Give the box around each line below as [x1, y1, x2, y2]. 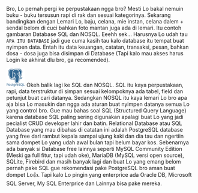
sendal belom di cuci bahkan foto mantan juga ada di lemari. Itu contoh [6, 24, 182, 31]
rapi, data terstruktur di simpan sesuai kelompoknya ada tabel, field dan [6, 88, 184, 95]
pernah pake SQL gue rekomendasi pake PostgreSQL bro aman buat [6, 165, 175, 171]
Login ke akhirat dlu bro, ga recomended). [6, 57, 110, 63]
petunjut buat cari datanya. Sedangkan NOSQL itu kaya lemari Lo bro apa [6, 94, 187, 101]
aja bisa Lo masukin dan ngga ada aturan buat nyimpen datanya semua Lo [6, 100, 190, 108]
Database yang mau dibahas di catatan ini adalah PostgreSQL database [6, 126, 183, 133]
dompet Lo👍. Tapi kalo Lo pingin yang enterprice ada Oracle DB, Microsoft [6, 171, 192, 178]
